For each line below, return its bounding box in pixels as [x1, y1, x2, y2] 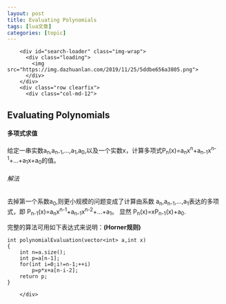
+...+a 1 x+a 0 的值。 [9, 156, 60, 166]
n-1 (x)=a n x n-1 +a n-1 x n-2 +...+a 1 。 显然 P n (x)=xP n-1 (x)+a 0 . [30, 206, 186, 217]
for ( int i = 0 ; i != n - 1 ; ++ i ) [19, 261, 91, 268]
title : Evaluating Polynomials [7, 17, 97, 23]
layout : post [7, 10, 45, 17]
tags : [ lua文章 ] [7, 23, 52, 30]
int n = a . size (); [19, 249, 67, 256]
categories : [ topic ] [7, 29, 67, 37]
